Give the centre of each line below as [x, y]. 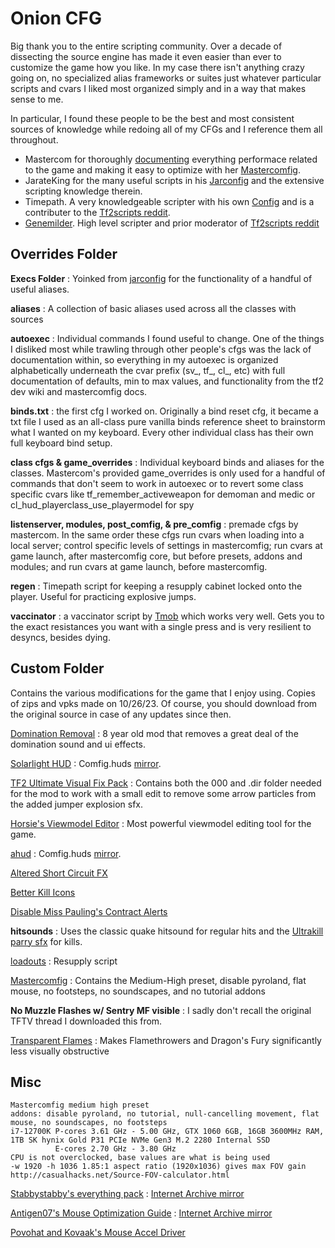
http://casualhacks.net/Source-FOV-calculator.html [120, 1175]
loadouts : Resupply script [64, 961]
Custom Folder [57, 668]
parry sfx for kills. [46, 941]
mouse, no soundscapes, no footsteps [89, 1123]
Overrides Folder [64, 254]
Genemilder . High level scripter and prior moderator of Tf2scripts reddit [172, 223]
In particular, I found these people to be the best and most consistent [152, 118]
